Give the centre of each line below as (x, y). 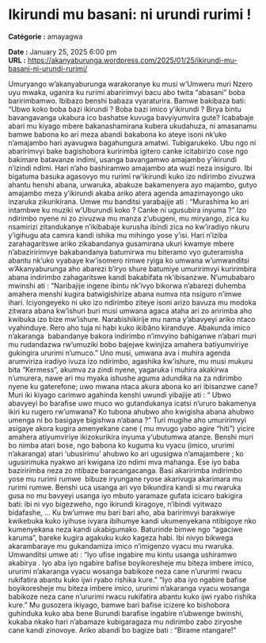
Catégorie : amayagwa (46, 36)
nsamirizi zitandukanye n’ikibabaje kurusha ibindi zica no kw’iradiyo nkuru (129, 226)
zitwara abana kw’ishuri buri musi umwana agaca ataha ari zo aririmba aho (130, 311)
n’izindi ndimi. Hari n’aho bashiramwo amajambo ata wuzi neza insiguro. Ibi (130, 168)
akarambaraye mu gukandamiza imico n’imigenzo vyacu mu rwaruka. (121, 546)
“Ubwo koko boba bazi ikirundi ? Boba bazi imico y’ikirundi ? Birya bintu (125, 109)
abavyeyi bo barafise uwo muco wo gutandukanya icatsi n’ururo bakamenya (132, 403)
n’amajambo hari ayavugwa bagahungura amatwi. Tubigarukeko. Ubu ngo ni (132, 142)
